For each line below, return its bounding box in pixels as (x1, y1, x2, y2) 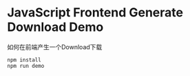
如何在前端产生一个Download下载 (7, 42, 103, 51)
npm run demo (7, 62, 45, 69)
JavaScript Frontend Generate (7, 5, 184, 21)
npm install (7, 56, 41, 63)
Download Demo (7, 19, 104, 35)
